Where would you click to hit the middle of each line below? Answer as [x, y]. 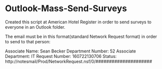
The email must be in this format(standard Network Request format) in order [81, 36]
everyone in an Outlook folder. [35, 27]
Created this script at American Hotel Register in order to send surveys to [78, 22]
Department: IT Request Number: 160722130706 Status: [61, 56]
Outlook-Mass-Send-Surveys [66, 9]
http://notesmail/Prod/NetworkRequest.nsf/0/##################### [79, 61]
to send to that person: [28, 41]
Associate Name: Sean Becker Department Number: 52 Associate [71, 51]
